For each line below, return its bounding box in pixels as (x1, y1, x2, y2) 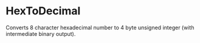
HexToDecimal (5, 4, 81, 18)
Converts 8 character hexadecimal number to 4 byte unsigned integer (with (5, 24, 195, 31)
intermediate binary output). (5, 30, 76, 37)
